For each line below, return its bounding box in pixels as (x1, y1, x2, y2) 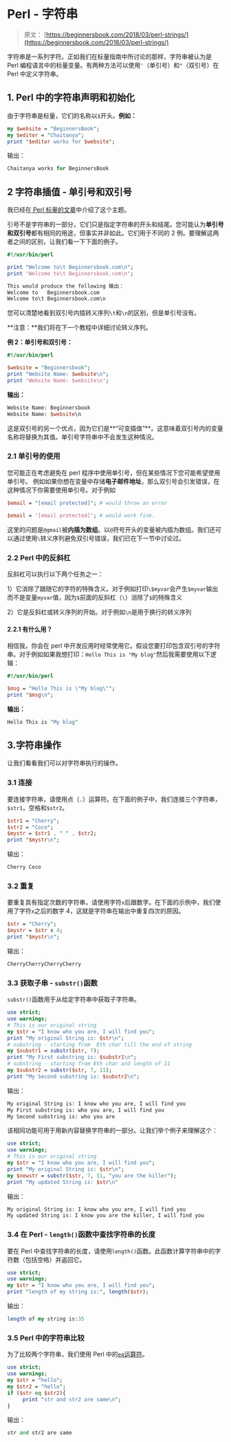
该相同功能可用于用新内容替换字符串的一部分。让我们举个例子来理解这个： (7, 1126, 218, 1135)
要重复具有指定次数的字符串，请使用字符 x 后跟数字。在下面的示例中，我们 (7, 898, 215, 907)
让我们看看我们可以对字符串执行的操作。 (7, 759, 122, 767)
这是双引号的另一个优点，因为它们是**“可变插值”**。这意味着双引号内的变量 (7, 424, 223, 432)
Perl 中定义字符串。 (7, 70, 63, 78)
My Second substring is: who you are (7, 1113, 115, 1120)
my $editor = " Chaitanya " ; (7, 132, 85, 139)
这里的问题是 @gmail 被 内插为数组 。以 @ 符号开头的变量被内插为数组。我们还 (7, 525, 216, 533)
